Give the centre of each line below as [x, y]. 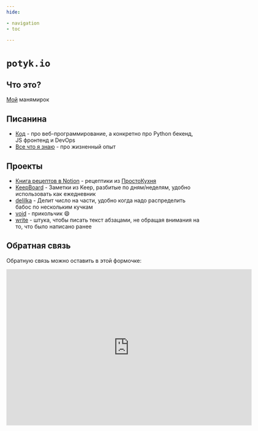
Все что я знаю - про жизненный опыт [66, 147]
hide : [13, 12]
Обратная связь [39, 246]
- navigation [23, 23]
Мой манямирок [28, 99]
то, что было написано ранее [53, 227]
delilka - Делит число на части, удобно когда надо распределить [100, 200]
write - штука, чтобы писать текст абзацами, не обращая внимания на [107, 220]
